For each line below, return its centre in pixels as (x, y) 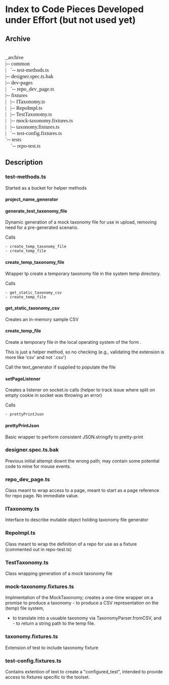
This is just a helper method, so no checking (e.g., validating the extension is (85, 352)
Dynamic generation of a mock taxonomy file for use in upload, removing (81, 222)
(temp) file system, (25, 608)
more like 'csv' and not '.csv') (36, 357)
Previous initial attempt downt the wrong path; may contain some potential (82, 461)
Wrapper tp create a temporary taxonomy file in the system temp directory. (83, 273)
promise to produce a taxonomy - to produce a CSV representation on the (82, 603)
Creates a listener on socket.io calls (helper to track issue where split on (80, 390)
